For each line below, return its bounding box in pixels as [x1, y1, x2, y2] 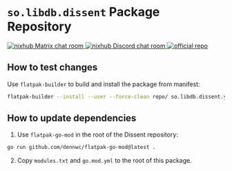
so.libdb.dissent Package [7, 4, 160, 20]
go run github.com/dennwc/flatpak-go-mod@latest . [7, 144, 156, 151]
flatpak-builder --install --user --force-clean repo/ [7, 93, 168, 100]
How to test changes [7, 61, 98, 73]
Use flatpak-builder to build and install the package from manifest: [7, 80, 200, 88]
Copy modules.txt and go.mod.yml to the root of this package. [17, 157, 192, 165]
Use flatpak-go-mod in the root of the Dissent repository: [17, 130, 178, 139]
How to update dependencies [7, 112, 137, 124]
